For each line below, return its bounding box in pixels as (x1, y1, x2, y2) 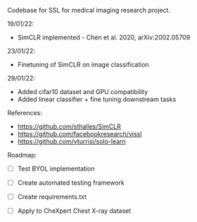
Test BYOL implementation (17, 164, 95, 173)
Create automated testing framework (17, 178, 125, 187)
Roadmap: (7, 151, 37, 159)
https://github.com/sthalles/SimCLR (17, 122, 122, 131)
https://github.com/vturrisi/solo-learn (17, 137, 127, 145)
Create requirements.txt (17, 192, 87, 201)
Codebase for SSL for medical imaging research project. (7, 6, 171, 14)
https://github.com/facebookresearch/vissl (17, 130, 142, 138)
